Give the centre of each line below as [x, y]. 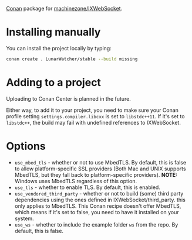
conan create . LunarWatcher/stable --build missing [72, 59]
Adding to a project [54, 83]
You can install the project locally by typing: [59, 48]
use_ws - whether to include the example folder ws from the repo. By [96, 224]
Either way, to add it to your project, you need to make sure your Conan [92, 110]
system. [24, 218]
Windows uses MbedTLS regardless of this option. [75, 181]
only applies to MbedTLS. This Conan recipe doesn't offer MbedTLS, [98, 206]
